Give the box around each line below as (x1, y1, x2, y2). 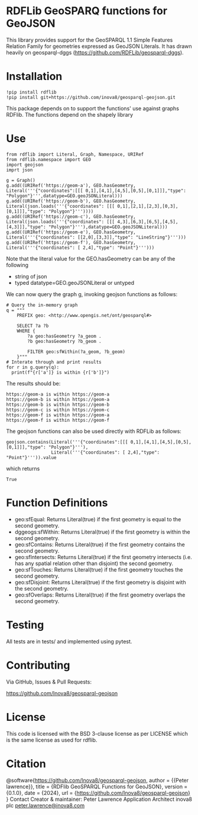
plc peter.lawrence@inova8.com (6, 801, 85, 809)
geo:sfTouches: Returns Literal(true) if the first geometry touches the (14, 566, 183, 573)
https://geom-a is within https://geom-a (6, 391, 110, 397)
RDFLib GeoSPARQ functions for (6, 4, 167, 18)
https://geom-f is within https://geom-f (6, 417, 110, 423)
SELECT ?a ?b (17, 323, 49, 329)
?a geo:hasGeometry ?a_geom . (27, 333, 102, 339)
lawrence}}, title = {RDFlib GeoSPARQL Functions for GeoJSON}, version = (6, 783, 188, 790)
